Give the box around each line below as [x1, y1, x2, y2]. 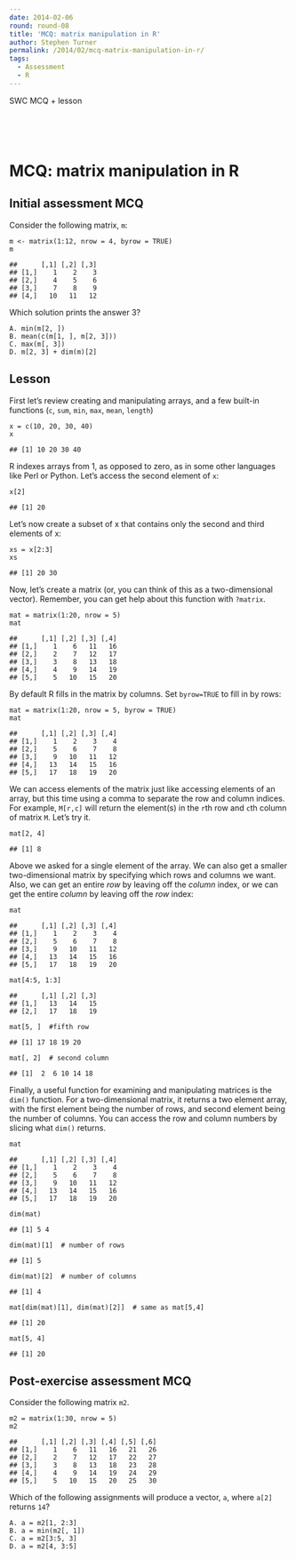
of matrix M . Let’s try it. [9, 811, 92, 822]
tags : [9, 54, 29, 63]
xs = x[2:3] [9, 545, 53, 554]
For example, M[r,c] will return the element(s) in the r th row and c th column [9, 802, 287, 813]
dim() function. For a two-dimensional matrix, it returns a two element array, [9, 1094, 288, 1105]
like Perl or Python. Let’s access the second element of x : [9, 470, 220, 481]
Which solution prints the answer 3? [9, 307, 140, 317]
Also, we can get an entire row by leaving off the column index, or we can [9, 879, 278, 890]
